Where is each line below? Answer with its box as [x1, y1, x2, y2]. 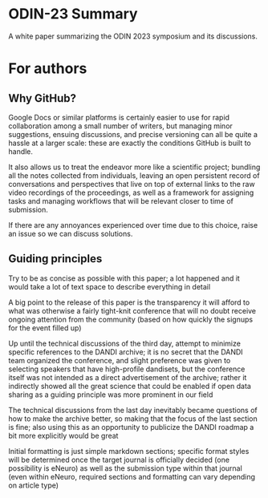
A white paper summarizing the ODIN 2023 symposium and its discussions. [8, 31, 258, 41]
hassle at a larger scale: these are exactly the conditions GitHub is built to [8, 138, 251, 148]
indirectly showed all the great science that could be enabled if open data [8, 381, 251, 391]
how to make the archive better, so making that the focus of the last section [8, 414, 258, 423]
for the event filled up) [8, 322, 82, 333]
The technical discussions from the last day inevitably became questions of [8, 405, 258, 415]
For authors [8, 59, 87, 78]
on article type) [8, 480, 59, 490]
